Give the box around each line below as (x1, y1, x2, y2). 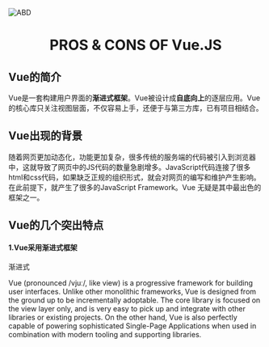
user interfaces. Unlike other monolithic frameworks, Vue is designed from (8, 287, 257, 297)
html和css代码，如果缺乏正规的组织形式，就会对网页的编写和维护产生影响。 (8, 172, 261, 182)
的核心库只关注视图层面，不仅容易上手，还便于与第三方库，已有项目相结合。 (8, 104, 263, 112)
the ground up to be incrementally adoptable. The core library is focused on (8, 295, 261, 305)
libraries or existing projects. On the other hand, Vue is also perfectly (8, 312, 238, 323)
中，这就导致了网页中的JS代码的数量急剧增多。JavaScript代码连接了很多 (8, 162, 251, 171)
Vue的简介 (8, 70, 62, 84)
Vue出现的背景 (8, 129, 83, 143)
